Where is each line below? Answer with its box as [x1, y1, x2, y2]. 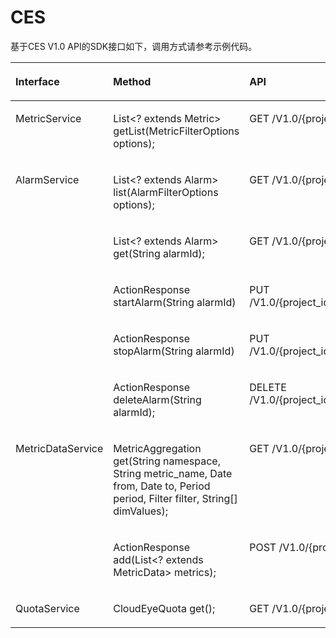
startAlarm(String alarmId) [113, 295, 237, 309]
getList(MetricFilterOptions [113, 124, 240, 138]
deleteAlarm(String [113, 392, 202, 406]
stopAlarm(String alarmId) [113, 344, 235, 358]
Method [113, 74, 152, 88]
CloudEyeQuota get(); [113, 601, 216, 615]
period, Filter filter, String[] [113, 491, 238, 505]
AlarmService [15, 172, 80, 186]
